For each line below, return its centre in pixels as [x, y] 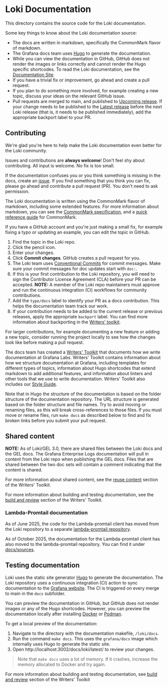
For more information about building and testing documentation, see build [81, 674]
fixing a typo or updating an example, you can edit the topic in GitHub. [78, 232]
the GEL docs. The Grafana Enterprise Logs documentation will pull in [77, 453]
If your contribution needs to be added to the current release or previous [88, 311]
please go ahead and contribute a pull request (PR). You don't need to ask [81, 186]
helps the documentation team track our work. [60, 306]
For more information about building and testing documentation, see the [79, 494]
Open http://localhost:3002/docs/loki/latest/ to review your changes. [83, 649]
